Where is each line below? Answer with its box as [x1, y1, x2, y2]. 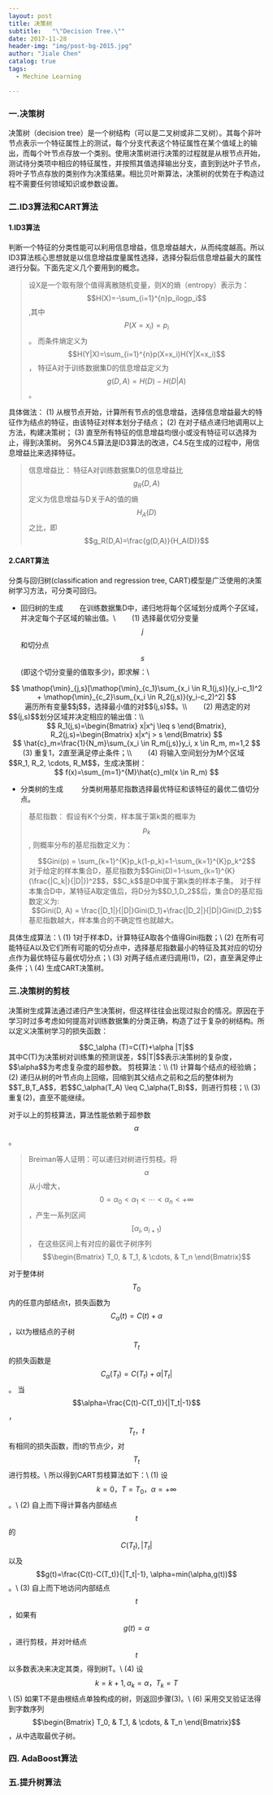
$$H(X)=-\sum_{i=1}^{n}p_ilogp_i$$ [86, 294, 207, 304]
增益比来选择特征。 [15, 448, 80, 457]
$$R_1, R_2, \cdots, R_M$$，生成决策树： [8, 758, 147, 767]
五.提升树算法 [8, 1777, 62, 1788]
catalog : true [8, 58, 57, 66]
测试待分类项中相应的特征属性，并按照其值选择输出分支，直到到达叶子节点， [8, 158, 265, 168]
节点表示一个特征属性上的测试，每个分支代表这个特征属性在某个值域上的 [8, 138, 250, 147]
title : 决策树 [8, 20, 53, 28]
